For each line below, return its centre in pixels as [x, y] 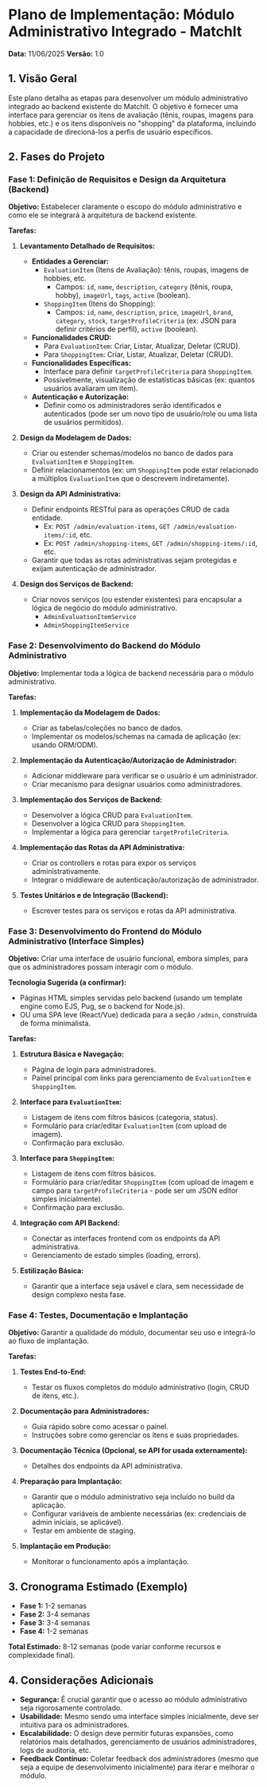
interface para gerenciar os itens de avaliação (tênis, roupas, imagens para [131, 115]
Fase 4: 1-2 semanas [54, 1632]
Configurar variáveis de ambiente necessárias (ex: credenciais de [139, 1514]
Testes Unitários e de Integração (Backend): [94, 895]
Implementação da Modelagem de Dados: [90, 712]
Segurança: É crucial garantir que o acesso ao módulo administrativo [133, 1699]
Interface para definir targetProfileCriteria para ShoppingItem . [148, 371]
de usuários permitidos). [83, 422]
